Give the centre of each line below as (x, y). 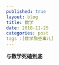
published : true (26, 11)
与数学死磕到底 (24, 56)
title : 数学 (20, 22)
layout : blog (22, 17)
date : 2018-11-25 (27, 28)
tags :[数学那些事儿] (30, 39)
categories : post (27, 33)
